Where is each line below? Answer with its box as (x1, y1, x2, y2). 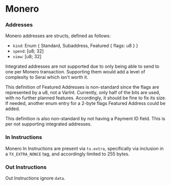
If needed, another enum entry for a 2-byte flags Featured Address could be (5, 100, 166, 107)
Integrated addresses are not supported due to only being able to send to (5, 63, 160, 69)
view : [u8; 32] (12, 54, 42, 60)
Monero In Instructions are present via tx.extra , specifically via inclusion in (5, 145, 164, 151)
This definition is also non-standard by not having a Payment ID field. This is (5, 116, 165, 122)
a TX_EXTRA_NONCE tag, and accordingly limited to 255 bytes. (5, 151, 130, 157)
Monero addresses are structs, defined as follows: (5, 33, 111, 39)
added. (5, 105, 20, 112)
